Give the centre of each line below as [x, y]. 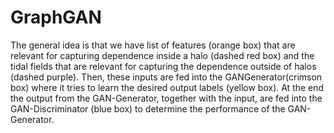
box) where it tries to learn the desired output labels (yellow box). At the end [167, 87]
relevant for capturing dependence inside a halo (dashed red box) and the [162, 55]
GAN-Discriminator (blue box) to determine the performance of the [148, 108]
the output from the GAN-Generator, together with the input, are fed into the [166, 98]
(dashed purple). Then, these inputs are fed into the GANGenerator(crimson [166, 77]
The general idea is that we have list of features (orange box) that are [153, 45]
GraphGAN [56, 17]
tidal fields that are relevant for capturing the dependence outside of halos [163, 66]
